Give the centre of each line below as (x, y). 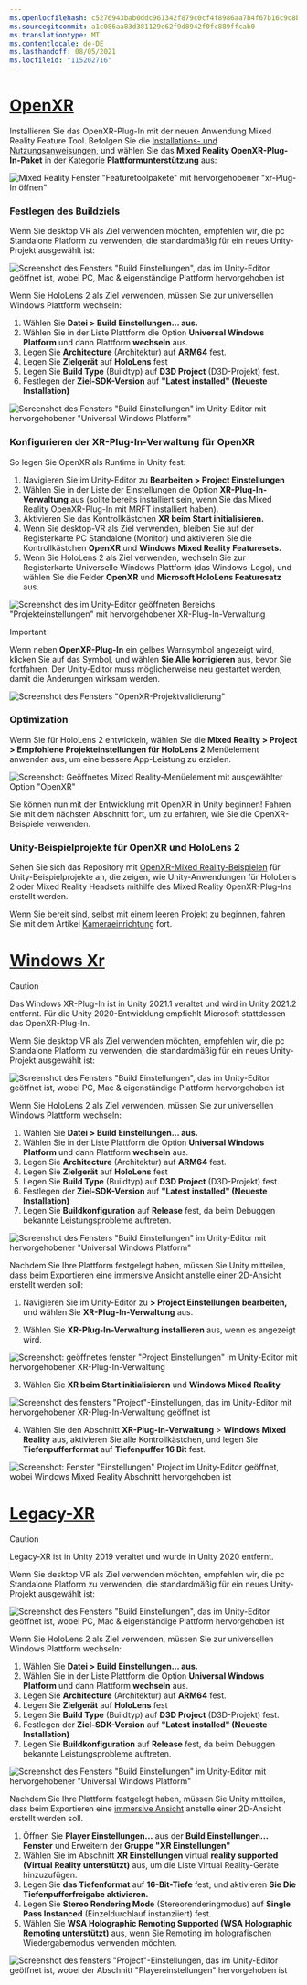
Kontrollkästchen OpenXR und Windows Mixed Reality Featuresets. (152, 547)
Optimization (39, 720)
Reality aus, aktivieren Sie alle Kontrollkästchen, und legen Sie (140, 1439)
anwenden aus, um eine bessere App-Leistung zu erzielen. (120, 759)
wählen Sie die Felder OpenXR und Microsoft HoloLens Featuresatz (152, 577)
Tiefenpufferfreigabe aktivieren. (85, 1894)
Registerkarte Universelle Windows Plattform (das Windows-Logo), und (157, 567)
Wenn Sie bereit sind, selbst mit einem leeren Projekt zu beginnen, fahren (148, 914)
